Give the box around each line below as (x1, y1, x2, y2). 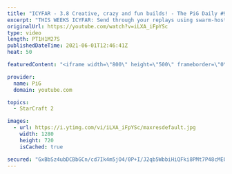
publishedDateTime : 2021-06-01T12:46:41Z (7, 42, 128, 49)
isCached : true (19, 143, 64, 151)
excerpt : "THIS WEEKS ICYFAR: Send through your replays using (7, 17, 193, 23)
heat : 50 (7, 49, 32, 56)
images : (7, 118, 30, 125)
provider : (7, 73, 36, 80)
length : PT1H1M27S (7, 36, 60, 43)
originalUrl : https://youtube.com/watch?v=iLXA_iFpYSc (7, 23, 168, 30)
